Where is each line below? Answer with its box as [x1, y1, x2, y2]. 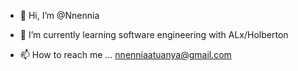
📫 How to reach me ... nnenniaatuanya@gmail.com [19, 49, 232, 60]
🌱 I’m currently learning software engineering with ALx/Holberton [19, 29, 289, 40]
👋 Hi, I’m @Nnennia [19, 10, 100, 21]
